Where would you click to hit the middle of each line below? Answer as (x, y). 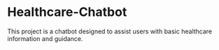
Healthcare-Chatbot (67, 12)
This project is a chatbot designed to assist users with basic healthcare (110, 31)
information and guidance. (45, 38)
